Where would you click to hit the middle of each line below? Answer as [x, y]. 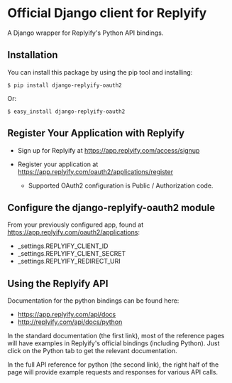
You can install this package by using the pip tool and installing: [100, 72]
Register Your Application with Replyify [96, 133]
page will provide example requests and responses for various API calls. [113, 372]
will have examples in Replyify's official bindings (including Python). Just [114, 343]
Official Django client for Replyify [107, 13]
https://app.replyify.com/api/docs [67, 315]
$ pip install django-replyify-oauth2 [65, 85]
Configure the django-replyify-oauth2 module [111, 207]
